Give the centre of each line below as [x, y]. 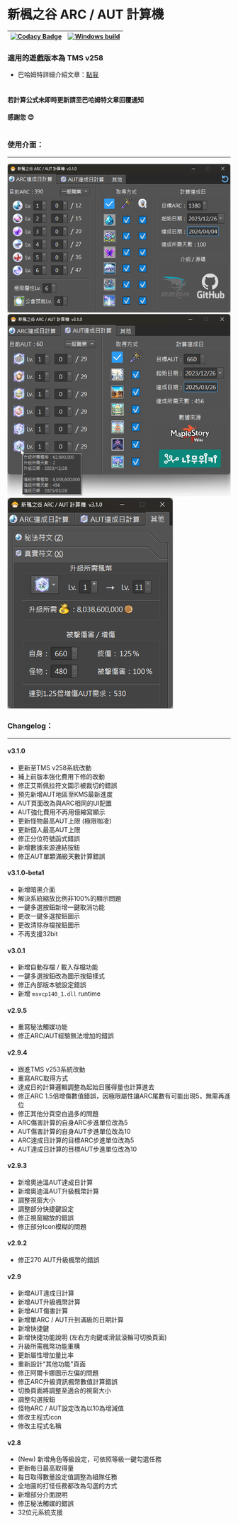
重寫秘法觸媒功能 [42, 1027]
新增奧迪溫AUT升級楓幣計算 [58, 1191]
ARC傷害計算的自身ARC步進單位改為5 [73, 1122]
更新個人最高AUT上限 [49, 829]
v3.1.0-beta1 [26, 873]
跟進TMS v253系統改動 [51, 1069]
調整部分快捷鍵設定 [46, 1208]
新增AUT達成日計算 [46, 1293]
